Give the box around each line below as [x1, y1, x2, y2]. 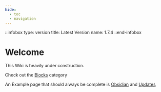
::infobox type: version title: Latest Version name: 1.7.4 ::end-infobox [5, 30, 141, 36]
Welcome [5, 47, 44, 57]
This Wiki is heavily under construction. [5, 63, 84, 69]
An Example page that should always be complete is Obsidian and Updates [5, 81, 156, 88]
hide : [5, 7, 16, 12]
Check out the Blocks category [5, 72, 67, 78]
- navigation [9, 16, 36, 21]
